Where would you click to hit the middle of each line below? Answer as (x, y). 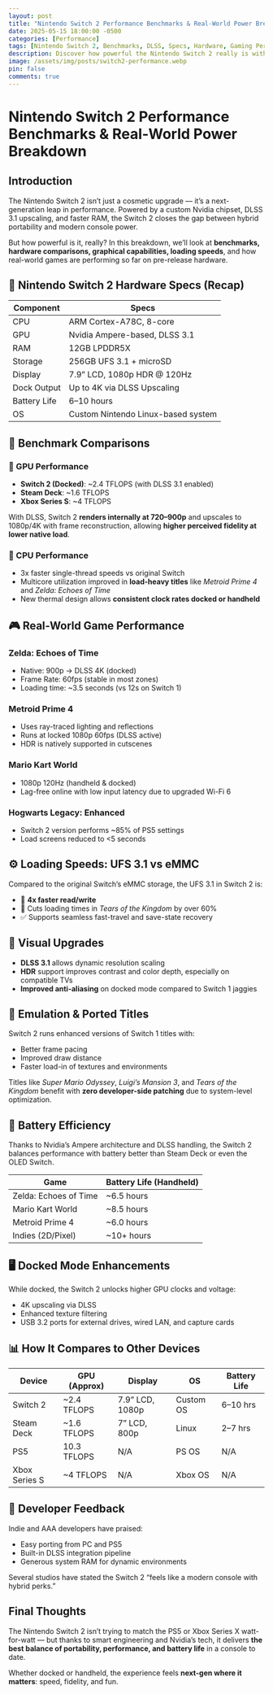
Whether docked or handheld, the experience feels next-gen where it (125, 1673)
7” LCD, (132, 1422)
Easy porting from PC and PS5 (71, 1544)
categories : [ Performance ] (54, 39)
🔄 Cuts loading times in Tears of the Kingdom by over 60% (119, 908)
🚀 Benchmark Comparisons (79, 443)
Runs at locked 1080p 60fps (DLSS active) (91, 735)
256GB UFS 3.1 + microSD (120, 361)
